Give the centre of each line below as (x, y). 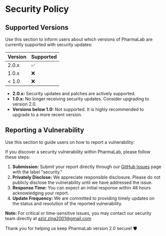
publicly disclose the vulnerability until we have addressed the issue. (82, 182)
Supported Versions (37, 28)
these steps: (18, 157)
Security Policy (37, 9)
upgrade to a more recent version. (47, 115)
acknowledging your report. (41, 193)
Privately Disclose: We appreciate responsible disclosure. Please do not (86, 177)
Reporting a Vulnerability (45, 130)
